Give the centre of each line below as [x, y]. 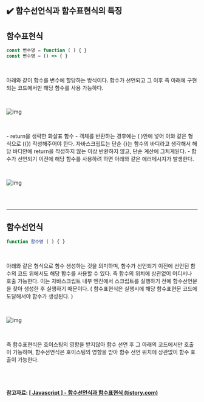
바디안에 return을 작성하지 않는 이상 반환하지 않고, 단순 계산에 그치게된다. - [101, 151]
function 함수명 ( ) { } [36, 242]
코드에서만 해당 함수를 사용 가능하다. [60, 87]
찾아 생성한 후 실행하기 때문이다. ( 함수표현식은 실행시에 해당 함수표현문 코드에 [105, 288]
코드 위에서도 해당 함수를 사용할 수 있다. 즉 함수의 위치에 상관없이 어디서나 [105, 273]
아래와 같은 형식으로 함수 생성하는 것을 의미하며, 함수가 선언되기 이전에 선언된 [98, 265]
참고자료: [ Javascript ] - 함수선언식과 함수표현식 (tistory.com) [82, 393]
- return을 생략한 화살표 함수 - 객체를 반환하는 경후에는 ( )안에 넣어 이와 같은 [97, 136]
